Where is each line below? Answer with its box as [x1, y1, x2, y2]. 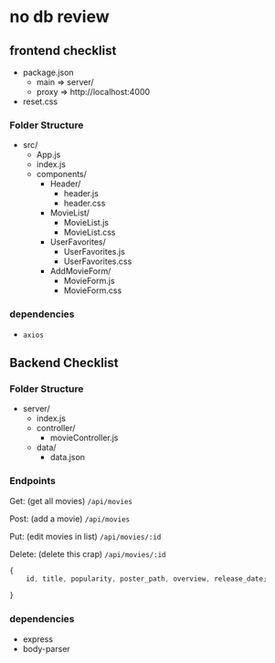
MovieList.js [63, 217, 110, 228]
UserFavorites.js [63, 247, 125, 258]
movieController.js [49, 432, 119, 444]
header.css [63, 198, 106, 209]
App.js [36, 149, 61, 161]
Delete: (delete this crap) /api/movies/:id [9, 548, 166, 559]
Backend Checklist [9, 354, 119, 371]
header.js [63, 188, 99, 199]
